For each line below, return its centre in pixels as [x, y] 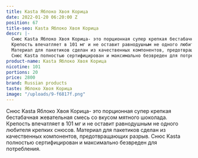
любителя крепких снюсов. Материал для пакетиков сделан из [86, 130]
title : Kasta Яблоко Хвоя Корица [47, 12]
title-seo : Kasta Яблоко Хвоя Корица [52, 28]
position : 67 [22, 22]
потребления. [23, 149]
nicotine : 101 [24, 67]
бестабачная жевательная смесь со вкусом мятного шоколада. [87, 117]
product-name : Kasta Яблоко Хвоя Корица [57, 61]
